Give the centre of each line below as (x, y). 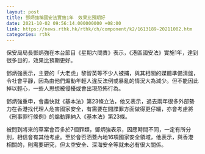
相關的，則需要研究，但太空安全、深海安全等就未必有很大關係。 (86, 145)
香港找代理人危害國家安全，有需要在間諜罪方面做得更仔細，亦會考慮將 (105, 109)
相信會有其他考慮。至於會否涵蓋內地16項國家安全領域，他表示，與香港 (105, 137)
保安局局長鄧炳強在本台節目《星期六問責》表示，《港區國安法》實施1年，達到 (102, 53)
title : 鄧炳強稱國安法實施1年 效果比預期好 (56, 18)
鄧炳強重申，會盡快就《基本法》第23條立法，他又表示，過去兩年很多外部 (98, 102)
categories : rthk (28, 35)
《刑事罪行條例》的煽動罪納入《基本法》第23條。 (69, 117)
